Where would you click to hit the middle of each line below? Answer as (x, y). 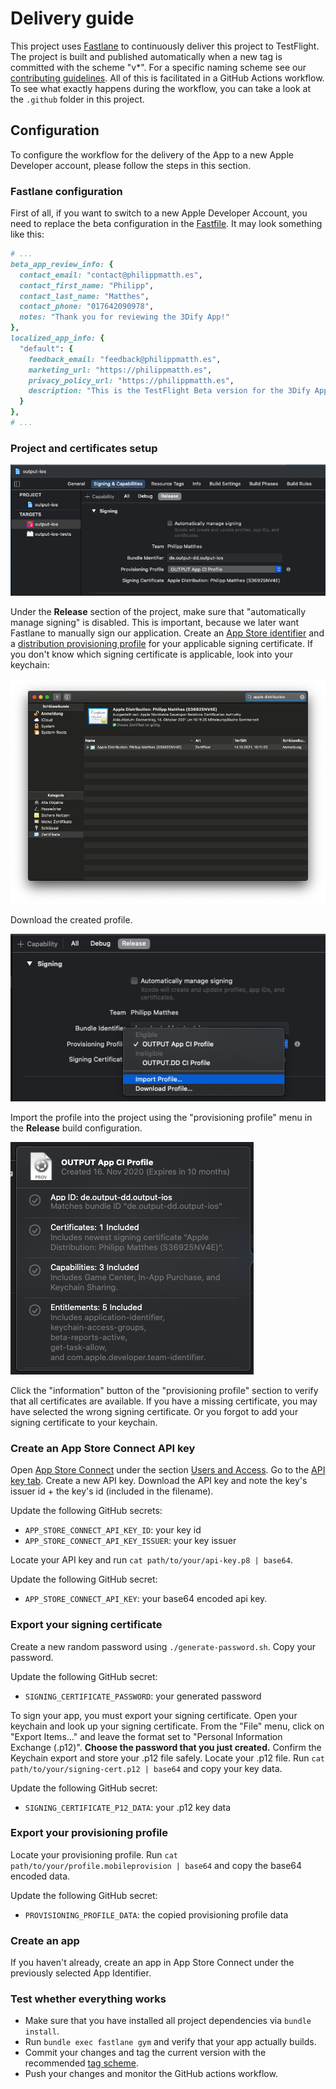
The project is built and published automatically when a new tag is (146, 56)
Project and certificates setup (84, 448)
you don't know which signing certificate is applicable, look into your (151, 654)
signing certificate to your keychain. (84, 1422)
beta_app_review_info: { (62, 264)
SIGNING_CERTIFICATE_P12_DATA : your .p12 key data (128, 1807)
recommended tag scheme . (81, 2063)
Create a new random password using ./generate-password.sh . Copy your (163, 1646)
